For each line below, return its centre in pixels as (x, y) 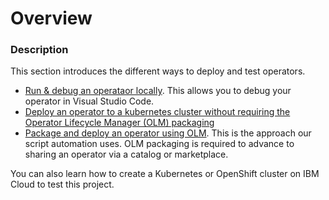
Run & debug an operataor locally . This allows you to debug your (158, 91)
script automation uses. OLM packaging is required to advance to (159, 144)
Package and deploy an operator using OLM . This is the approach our (168, 133)
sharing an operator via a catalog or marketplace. (126, 154)
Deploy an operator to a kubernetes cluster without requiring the (157, 112)
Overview (51, 18)
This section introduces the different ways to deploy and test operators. (158, 71)
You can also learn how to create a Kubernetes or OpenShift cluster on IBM (165, 174)
